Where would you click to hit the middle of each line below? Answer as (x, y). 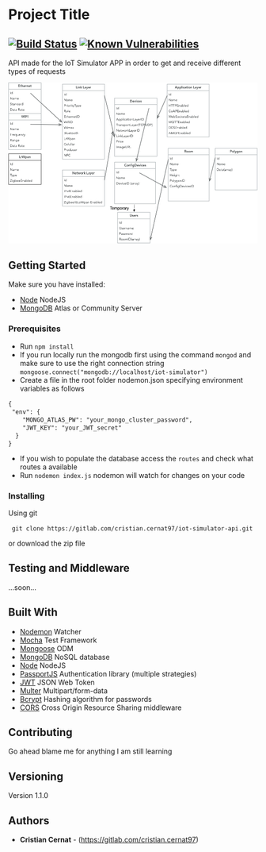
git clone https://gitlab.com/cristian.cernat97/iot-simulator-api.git (132, 528)
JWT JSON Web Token (57, 682)
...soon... (23, 587)
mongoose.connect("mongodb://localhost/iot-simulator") (114, 372)
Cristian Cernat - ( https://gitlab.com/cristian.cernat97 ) (109, 839)
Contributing (40, 732)
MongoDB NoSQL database (65, 657)
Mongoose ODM (46, 648)
